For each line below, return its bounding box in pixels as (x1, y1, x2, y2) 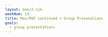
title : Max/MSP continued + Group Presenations (5, 16, 104, 21)
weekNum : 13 (5, 12, 29, 16)
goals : (5, 20, 18, 25)
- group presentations (9, 25, 55, 30)
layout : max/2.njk (5, 7, 42, 12)
